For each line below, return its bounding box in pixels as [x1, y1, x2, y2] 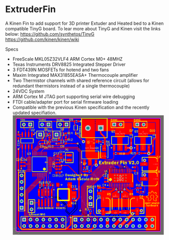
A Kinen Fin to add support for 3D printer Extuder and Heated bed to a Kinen [5, 20, 164, 26]
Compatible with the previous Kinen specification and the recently [12, 104, 150, 110]
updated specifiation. [12, 110, 57, 116]
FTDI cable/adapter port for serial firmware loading [12, 99, 119, 105]
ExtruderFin [5, 4, 56, 15]
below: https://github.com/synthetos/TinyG [5, 31, 95, 37]
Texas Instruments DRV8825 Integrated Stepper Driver [12, 61, 126, 67]
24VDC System [12, 88, 45, 94]
